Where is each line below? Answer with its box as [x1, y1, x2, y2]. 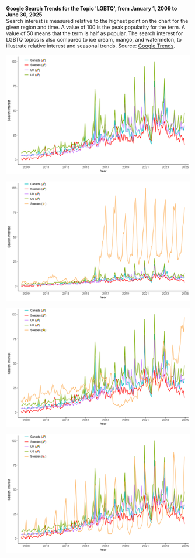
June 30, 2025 [6, 11, 43, 18]
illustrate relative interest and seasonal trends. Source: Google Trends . [6, 42, 175, 49]
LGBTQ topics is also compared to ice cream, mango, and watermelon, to [6, 36, 182, 43]
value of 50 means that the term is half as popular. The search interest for [6, 30, 183, 37]
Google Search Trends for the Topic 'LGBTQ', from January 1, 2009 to [6, 5, 177, 12]
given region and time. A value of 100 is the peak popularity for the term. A [6, 23, 186, 30]
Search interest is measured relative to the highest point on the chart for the [6, 18, 189, 24]
